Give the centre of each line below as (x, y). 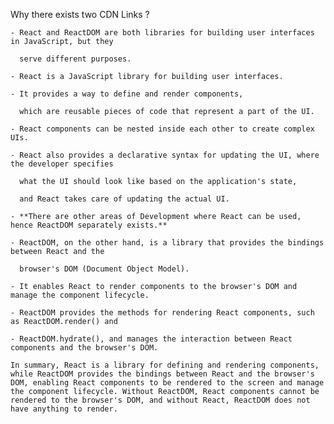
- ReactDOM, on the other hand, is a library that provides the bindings (167, 243)
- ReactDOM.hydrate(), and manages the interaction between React (151, 339)
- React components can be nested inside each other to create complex (162, 129)
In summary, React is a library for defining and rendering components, (165, 365)
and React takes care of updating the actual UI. (124, 199)
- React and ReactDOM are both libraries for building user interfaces (162, 33)
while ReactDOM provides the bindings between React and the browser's (162, 374)
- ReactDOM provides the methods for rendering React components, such (162, 313)
